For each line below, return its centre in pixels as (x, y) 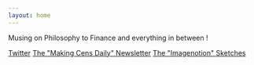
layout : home (29, 15)
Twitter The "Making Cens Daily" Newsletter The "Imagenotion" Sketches (127, 52)
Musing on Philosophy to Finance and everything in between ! (108, 38)
